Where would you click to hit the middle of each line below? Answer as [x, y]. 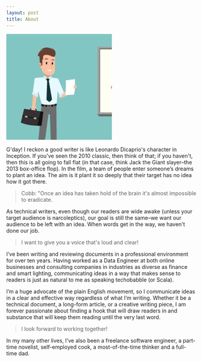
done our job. [23, 230]
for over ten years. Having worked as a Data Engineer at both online [90, 260]
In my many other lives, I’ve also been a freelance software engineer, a [94, 340]
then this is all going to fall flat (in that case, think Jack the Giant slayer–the [99, 162]
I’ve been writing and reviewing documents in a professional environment [97, 254]
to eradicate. [37, 199]
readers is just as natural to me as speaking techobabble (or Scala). [90, 280]
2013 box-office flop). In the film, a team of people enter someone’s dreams [100, 169]
